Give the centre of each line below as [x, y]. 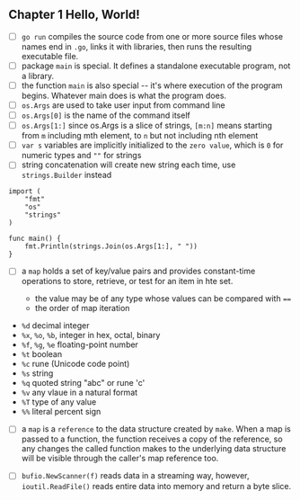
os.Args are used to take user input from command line [123, 105]
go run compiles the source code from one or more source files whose [152, 36]
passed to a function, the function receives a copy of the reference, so [152, 439]
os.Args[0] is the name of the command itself [106, 115]
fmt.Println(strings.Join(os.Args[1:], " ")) [111, 246]
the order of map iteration [82, 308]
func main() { [35, 239]
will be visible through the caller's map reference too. [120, 459]
